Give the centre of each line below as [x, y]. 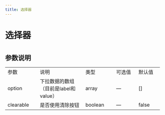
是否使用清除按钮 [60, 105]
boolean [95, 105]
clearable [18, 105]
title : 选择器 [18, 10]
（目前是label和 [58, 89]
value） [49, 96]
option [15, 89]
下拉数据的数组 [57, 81]
